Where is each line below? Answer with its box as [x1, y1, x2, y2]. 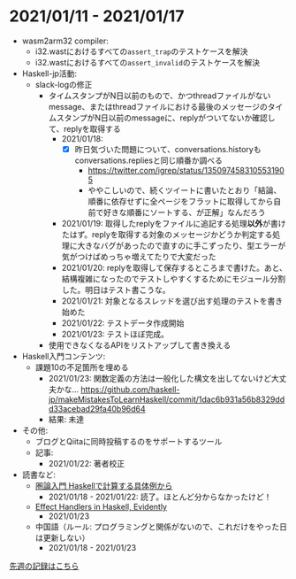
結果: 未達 [48, 414, 85, 424]
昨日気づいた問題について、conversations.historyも [74, 143, 262, 154]
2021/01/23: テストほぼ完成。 [61, 329, 170, 339]
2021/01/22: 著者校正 [48, 459, 125, 468]
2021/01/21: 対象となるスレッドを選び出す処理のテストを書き [61, 296, 284, 306]
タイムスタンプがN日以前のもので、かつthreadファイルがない [48, 90, 271, 101]
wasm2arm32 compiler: [21, 35, 109, 46]
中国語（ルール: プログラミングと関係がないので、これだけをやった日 [34, 521, 288, 532]
